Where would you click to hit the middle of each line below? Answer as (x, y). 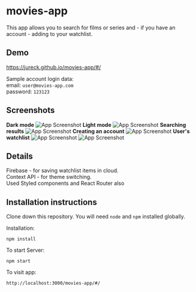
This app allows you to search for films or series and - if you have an (91, 28)
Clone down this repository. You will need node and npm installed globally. (96, 217)
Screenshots (31, 110)
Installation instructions (52, 202)
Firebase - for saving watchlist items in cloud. (62, 171)
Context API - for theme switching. (49, 177)
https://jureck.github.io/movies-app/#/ (54, 67)
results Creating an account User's (98, 131)
